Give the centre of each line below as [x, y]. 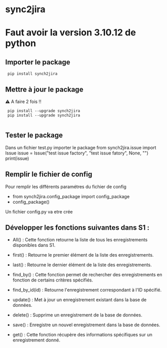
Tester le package [34, 135]
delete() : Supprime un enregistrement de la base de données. [77, 315]
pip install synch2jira [32, 74]
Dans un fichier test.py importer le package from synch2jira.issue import [81, 147]
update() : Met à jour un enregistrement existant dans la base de [79, 300]
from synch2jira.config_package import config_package [71, 196]
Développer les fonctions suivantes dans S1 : [77, 228]
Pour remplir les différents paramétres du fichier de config [66, 186]
